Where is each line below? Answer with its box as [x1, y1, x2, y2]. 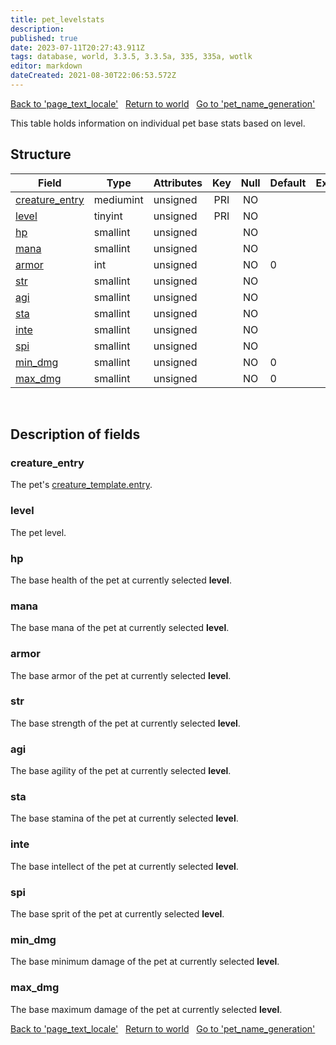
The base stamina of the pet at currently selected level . [10, 812, 239, 825]
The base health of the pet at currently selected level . [10, 574, 232, 586]
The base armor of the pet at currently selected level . [10, 669, 232, 681]
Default [269, 176, 307, 190]
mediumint [93, 192, 144, 206]
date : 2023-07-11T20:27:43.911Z [10, 42, 145, 53]
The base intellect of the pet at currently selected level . [10, 860, 239, 872]
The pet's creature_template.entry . [10, 479, 153, 491]
